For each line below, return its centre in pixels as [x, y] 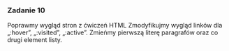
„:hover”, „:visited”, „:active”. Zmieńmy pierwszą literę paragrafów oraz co [113, 32]
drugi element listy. [35, 40]
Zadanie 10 [26, 10]
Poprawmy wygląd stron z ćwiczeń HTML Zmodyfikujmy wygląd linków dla [115, 25]
